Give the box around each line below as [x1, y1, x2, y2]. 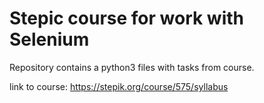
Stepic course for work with [9, 7, 245, 30]
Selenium [9, 28, 90, 51]
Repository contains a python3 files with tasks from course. [9, 61, 255, 73]
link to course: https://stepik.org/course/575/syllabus [9, 80, 229, 92]
